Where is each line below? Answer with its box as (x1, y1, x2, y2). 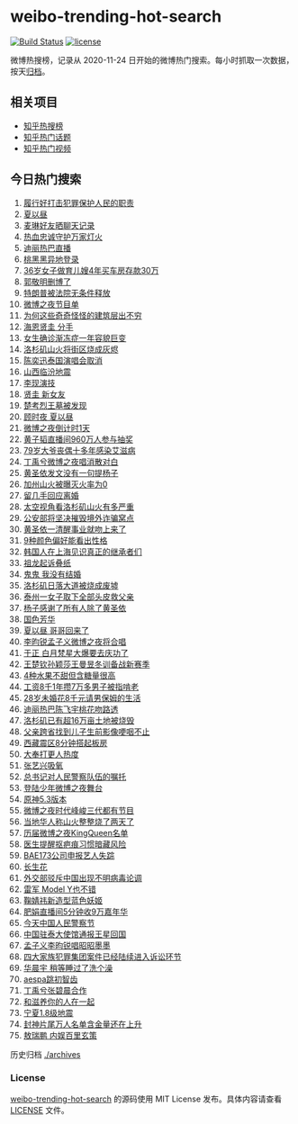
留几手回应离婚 (23, 490, 79, 500)
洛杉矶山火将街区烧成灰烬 (23, 344, 119, 355)
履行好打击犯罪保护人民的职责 (23, 197, 134, 208)
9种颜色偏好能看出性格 (23, 535, 108, 545)
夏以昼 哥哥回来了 (23, 625, 89, 635)
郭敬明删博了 (23, 276, 71, 287)
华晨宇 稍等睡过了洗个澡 (23, 962, 113, 973)
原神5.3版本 (23, 794, 68, 805)
